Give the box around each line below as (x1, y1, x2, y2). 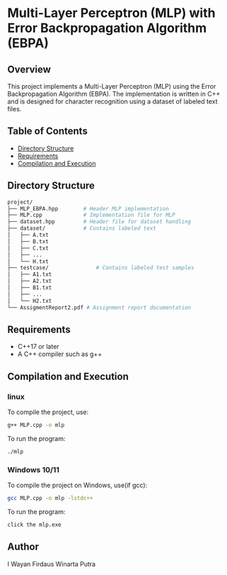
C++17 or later (17, 342, 59, 351)
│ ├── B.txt (7, 238, 50, 245)
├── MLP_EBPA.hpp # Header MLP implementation (7, 205, 170, 212)
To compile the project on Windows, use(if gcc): (7, 481, 148, 490)
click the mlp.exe (7, 521, 62, 528)
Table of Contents (7, 125, 88, 138)
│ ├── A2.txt (7, 278, 52, 285)
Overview (7, 63, 52, 75)
